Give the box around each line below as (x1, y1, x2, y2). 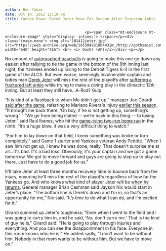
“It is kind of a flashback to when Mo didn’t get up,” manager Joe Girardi (5, 97, 152, 103)
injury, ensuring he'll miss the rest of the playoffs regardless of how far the (5, 174, 157, 180)
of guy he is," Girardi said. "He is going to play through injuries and (5, 220, 141, 226)
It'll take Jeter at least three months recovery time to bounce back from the (5, 168, 158, 174)
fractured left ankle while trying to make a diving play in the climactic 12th (5, 82, 155, 88)
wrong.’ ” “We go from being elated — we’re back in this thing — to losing (5, 113, 155, 119)
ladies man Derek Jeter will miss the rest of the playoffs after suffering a (5, 77, 152, 83)
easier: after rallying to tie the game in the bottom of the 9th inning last (5, 61, 149, 67)
